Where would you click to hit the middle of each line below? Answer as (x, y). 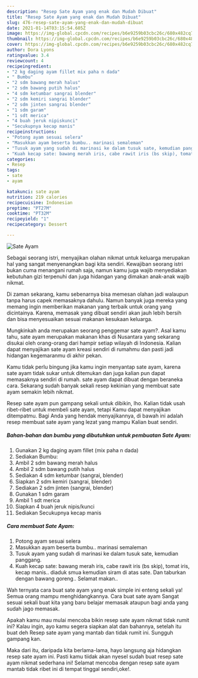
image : (15, 34)
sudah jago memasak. (33, 609)
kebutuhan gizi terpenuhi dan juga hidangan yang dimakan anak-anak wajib (98, 276)
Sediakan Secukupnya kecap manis (58, 513)
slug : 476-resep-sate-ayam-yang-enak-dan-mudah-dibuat (75, 22)
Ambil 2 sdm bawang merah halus (56, 463)
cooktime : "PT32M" (29, 213)
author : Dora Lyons (31, 50)
